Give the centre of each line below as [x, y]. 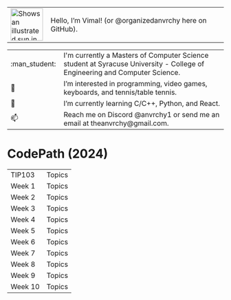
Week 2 [23, 197]
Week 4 [23, 219]
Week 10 [25, 286]
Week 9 [23, 275]
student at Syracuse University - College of [134, 64]
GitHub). [64, 29]
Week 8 [23, 264]
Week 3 [23, 208]
